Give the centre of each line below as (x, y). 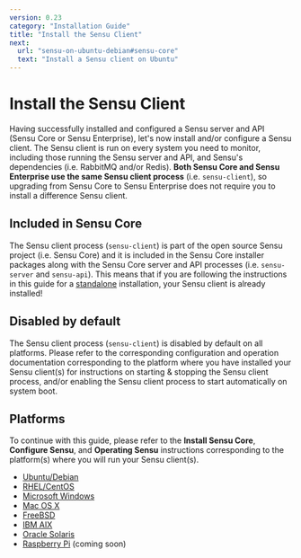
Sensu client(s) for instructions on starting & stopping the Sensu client (139, 372)
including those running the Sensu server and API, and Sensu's (126, 157)
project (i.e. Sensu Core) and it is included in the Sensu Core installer (137, 255)
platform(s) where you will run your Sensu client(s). (104, 460)
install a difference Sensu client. (69, 195)
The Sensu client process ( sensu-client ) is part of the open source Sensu (146, 245)
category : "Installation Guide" (70, 26)
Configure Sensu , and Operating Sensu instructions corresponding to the (147, 450)
